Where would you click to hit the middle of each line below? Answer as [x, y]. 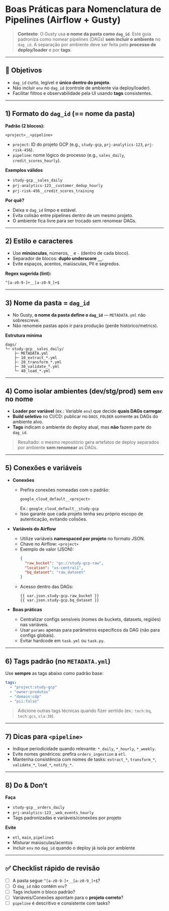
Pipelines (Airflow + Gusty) [63, 20]
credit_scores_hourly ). [37, 160]
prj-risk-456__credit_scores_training [53, 191]
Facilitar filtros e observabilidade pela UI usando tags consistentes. [82, 93]
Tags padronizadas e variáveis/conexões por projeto [67, 818]
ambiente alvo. [28, 422]
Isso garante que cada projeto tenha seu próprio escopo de [81, 514]
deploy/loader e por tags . [45, 50]
